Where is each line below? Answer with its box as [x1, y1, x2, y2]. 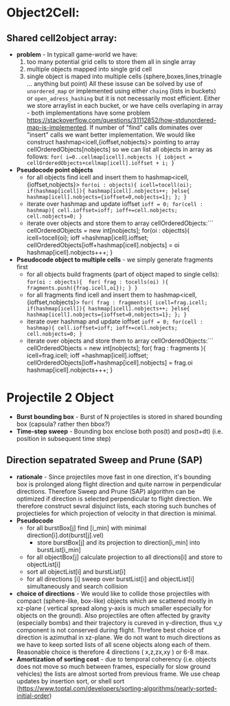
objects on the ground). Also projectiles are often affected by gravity [16, 611, 211, 619]
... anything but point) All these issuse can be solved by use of [26, 80, 203, 87]
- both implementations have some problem [26, 109, 150, 117]
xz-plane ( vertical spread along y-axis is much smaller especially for [16, 604, 212, 612]
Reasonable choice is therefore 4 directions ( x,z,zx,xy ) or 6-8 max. [16, 648, 209, 656]
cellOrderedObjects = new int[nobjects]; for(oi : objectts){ [26, 227, 190, 234]
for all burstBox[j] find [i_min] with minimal [26, 523, 147, 532]
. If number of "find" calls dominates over [86, 124, 203, 131]
